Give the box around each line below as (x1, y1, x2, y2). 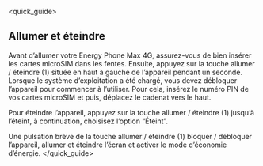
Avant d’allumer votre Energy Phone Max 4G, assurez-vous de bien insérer (8, 51, 252, 60)
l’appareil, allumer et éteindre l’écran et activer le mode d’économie (8, 140, 227, 149)
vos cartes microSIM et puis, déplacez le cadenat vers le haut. (8, 92, 212, 102)
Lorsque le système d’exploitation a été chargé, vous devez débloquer (8, 75, 238, 85)
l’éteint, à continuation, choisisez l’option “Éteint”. (8, 116, 169, 126)
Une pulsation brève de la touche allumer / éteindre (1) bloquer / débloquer (8, 131, 252, 141)
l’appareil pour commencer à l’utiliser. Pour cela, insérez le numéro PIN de (8, 84, 250, 93)
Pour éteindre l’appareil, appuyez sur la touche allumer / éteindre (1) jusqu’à (8, 108, 255, 117)
